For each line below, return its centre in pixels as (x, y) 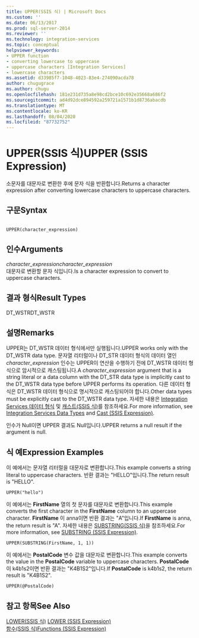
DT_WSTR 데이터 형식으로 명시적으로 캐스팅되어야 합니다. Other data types (104, 391)
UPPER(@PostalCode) (30, 586)
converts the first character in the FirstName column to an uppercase (91, 511)
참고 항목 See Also (38, 606)
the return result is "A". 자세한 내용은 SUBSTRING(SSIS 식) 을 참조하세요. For (96, 526)
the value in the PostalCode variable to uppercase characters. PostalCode (97, 561)
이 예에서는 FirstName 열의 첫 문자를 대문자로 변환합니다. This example (89, 504)
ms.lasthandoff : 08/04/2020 (41, 116)
